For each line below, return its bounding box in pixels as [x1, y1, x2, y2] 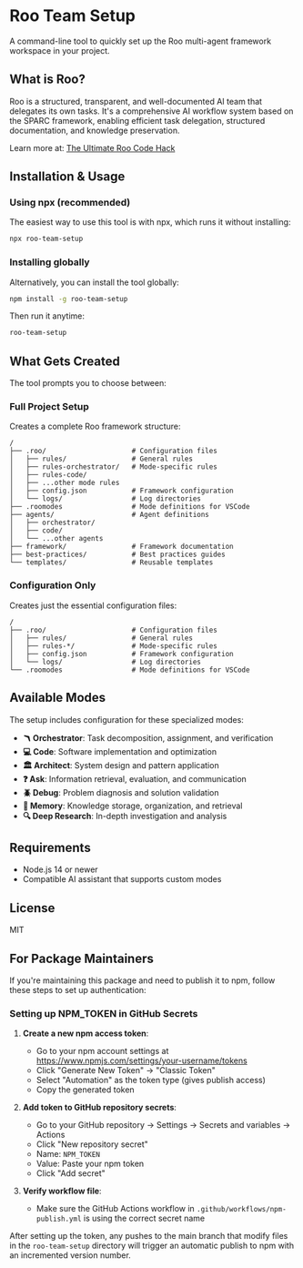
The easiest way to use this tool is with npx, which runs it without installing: [9, 217, 291, 228]
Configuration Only [9, 579, 96, 592]
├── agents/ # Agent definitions [9, 511, 209, 520]
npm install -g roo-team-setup [9, 294, 128, 303]
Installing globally [9, 256, 90, 269]
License [9, 900, 56, 916]
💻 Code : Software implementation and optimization [22, 746, 217, 756]
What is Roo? [9, 72, 86, 87]
